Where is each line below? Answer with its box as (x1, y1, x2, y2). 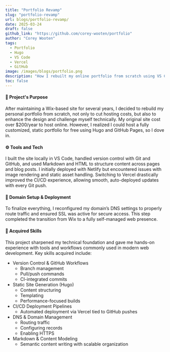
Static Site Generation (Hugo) (12, 281, 74, 287)
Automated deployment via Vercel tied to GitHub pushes (20, 308, 138, 314)
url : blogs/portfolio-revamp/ (5, 17, 69, 22)
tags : (5, 41, 17, 46)
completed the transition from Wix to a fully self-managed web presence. (5, 216, 158, 222)
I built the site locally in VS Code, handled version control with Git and (5, 156, 151, 162)
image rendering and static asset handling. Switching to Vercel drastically (5, 171, 158, 178)
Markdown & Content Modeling (12, 335, 78, 341)
